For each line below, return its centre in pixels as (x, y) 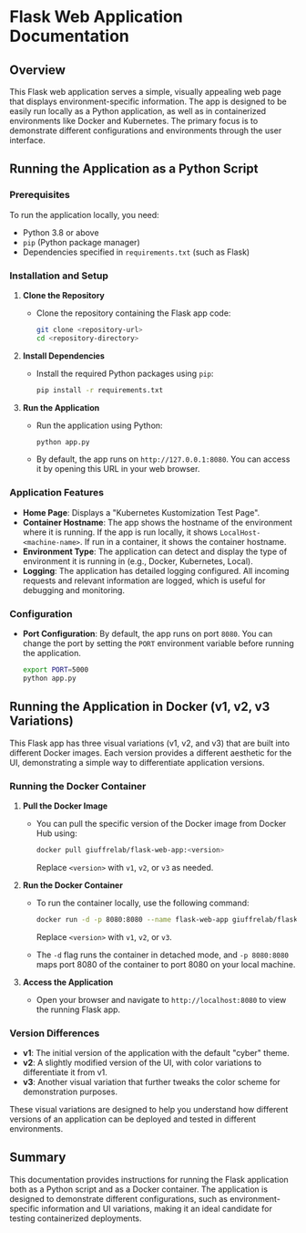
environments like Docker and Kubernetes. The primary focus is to (134, 121)
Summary (38, 1158)
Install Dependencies (63, 355)
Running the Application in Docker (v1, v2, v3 (140, 707)
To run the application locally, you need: (84, 214)
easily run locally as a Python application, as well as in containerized (138, 111)
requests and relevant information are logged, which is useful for (144, 580)
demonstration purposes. (70, 1092)
